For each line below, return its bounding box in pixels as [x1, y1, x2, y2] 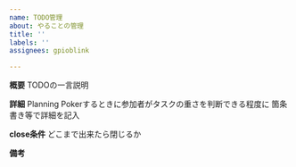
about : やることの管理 [9, 21, 85, 30]
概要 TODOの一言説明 [9, 79, 89, 90]
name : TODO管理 [9, 13, 63, 22]
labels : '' [9, 38, 50, 47]
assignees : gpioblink [9, 46, 90, 55]
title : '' [9, 29, 46, 38]
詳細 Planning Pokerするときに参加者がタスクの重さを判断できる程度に [9, 99, 270, 110]
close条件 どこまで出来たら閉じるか [9, 129, 142, 139]
